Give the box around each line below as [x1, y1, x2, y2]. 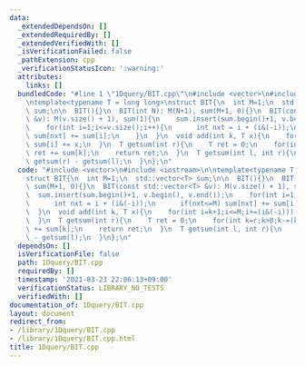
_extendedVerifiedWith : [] [17, 38, 120, 48]
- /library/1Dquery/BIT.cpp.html [9, 334, 136, 343]
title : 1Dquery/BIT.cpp [9, 342, 100, 351]
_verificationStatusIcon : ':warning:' [17, 64, 165, 74]
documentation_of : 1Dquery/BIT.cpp [9, 301, 144, 310]
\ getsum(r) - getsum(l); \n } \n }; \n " [25, 156, 172, 166]
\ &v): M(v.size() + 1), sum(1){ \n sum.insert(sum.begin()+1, [25, 114, 279, 124]
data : [9, 13, 30, 23]
